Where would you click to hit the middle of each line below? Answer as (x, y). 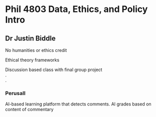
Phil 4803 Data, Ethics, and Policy (77, 9)
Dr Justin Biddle (30, 38)
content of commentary (29, 109)
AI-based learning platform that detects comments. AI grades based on (78, 104)
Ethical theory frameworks (32, 60)
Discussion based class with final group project (54, 69)
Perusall (15, 93)
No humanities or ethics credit (36, 50)
